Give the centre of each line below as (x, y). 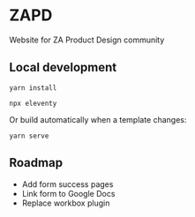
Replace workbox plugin (66, 203)
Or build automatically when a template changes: (98, 119)
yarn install (33, 88)
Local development (63, 67)
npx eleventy (33, 103)
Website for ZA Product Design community (87, 40)
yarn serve (29, 136)
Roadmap (36, 163)
